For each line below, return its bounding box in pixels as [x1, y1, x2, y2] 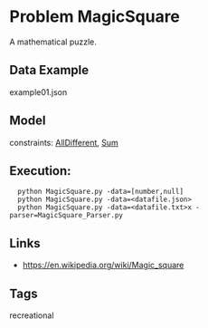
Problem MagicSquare [9, 6, 181, 27]
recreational [9, 310, 54, 321]
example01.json [9, 86, 68, 97]
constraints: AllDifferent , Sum [9, 137, 119, 148]
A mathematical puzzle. [9, 36, 98, 47]
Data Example [9, 63, 90, 78]
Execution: [9, 163, 71, 178]
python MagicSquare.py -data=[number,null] [17, 188, 184, 197]
